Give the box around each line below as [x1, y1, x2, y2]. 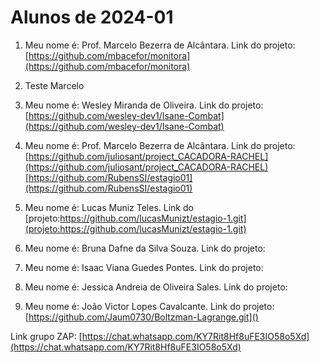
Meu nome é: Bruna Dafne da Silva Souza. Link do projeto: [24, 242, 266, 254]
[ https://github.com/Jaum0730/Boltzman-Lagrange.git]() [24, 311, 259, 323]
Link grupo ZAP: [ [10, 330, 83, 342]
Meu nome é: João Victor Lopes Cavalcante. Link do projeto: [24, 300, 275, 312]
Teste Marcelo [24, 79, 85, 91]
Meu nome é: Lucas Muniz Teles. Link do [24, 201, 194, 213]
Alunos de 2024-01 [10, 6, 174, 29]
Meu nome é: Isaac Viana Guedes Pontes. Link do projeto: [24, 261, 264, 273]
